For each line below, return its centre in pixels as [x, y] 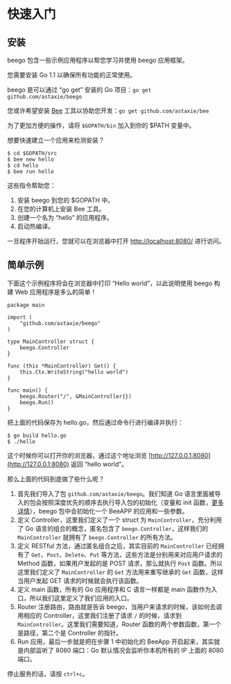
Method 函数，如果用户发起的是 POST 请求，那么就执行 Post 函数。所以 [120, 563]
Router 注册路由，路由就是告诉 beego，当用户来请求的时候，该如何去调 [119, 607]
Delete [75, 555]
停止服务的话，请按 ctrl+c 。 [48, 674]
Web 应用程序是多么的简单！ [56, 292]
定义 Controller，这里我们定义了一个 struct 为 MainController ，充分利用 [119, 520]
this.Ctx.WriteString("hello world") [74, 372]
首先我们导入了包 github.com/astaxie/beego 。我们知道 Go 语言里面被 [116, 493]
